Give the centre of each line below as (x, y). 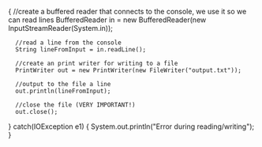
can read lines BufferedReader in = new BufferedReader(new (107, 20)
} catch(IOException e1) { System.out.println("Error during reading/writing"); (131, 126)
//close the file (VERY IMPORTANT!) (75, 105)
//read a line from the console (69, 43)
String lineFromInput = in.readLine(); (81, 50)
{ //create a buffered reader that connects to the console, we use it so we (127, 11)
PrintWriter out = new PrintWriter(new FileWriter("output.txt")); (129, 70)
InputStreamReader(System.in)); (60, 28)
